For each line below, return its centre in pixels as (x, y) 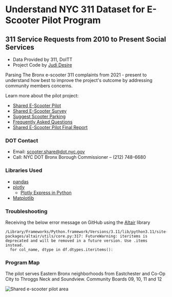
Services (20, 47)
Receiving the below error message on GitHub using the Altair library (78, 222)
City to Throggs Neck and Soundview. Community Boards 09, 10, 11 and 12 (84, 279)
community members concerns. (39, 86)
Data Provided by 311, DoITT (42, 59)
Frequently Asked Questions (42, 122)
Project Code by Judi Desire (42, 65)
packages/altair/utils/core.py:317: (44, 236)
